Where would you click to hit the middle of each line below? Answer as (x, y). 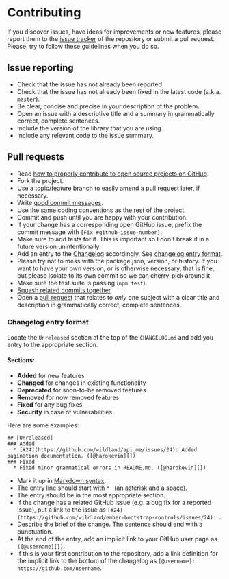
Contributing (44, 13)
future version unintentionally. (59, 246)
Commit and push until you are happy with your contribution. (102, 217)
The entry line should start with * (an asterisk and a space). (102, 488)
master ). (28, 99)
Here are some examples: (43, 425)
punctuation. (35, 532)
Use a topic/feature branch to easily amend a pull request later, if (108, 188)
